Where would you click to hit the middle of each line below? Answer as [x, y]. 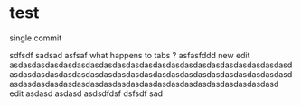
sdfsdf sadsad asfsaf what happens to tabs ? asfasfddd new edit [130, 55]
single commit [36, 38]
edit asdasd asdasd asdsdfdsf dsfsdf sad [86, 93]
